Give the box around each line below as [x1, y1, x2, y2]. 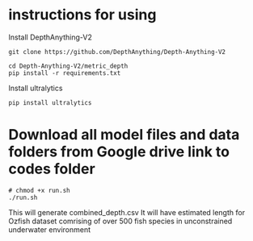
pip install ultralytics [8, 98, 92, 106]
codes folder [8, 160, 95, 178]
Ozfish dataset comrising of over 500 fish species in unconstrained [8, 216, 233, 226]
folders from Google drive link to [8, 143, 230, 161]
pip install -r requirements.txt [8, 69, 121, 77]
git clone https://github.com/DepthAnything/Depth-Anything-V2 [8, 48, 226, 56]
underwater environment [8, 224, 91, 235]
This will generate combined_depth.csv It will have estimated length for [8, 207, 245, 217]
